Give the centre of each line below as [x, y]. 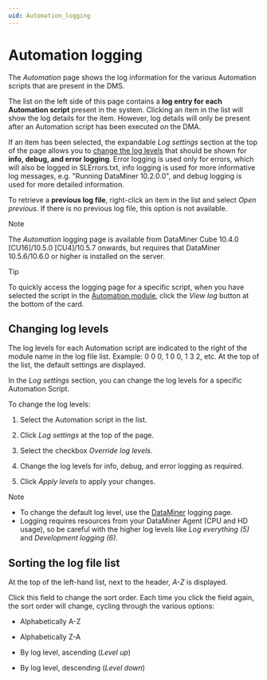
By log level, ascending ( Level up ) [75, 652]
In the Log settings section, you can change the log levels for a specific [125, 380]
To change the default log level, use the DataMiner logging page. [126, 513]
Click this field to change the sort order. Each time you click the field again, [132, 598]
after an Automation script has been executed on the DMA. [105, 126]
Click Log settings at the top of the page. [87, 435]
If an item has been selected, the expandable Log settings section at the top [133, 142]
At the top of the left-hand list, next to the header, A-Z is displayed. [118, 582]
